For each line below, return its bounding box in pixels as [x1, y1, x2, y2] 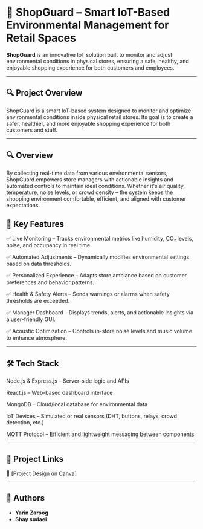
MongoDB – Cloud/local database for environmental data [6, 401, 148, 408]
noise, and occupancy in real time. [6, 242, 92, 249]
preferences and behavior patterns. [6, 279, 95, 286]
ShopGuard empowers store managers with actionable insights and [6, 175, 174, 183]
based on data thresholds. [6, 260, 71, 268]
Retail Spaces [6, 31, 77, 45]
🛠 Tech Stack [6, 358, 59, 368]
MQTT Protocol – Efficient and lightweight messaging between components [6, 430, 195, 438]
